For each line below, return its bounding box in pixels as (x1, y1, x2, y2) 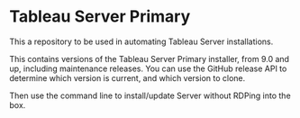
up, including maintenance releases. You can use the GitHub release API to (9, 63, 287, 74)
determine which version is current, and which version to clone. (9, 72, 246, 83)
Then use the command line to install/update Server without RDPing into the (9, 90, 291, 101)
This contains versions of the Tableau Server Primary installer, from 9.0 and (9, 53, 290, 64)
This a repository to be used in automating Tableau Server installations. (9, 36, 274, 47)
